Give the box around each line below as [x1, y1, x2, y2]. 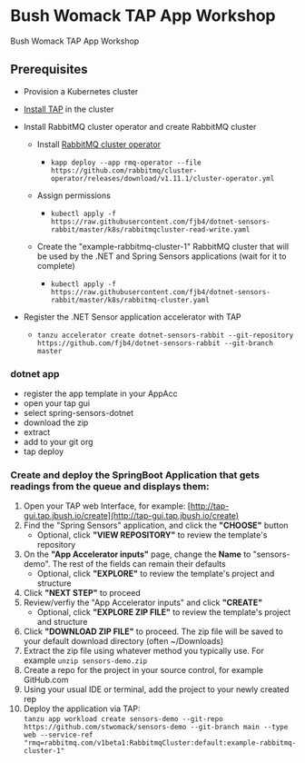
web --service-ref [23, 730, 93, 740]
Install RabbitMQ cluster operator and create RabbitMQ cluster [23, 121, 257, 132]
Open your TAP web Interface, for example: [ [23, 500, 192, 511]
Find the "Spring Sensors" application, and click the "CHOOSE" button [23, 520, 289, 531]
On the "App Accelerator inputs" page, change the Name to [23, 549, 251, 560]
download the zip [23, 417, 89, 428]
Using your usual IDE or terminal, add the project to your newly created [23, 684, 290, 695]
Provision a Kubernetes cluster [23, 85, 139, 96]
